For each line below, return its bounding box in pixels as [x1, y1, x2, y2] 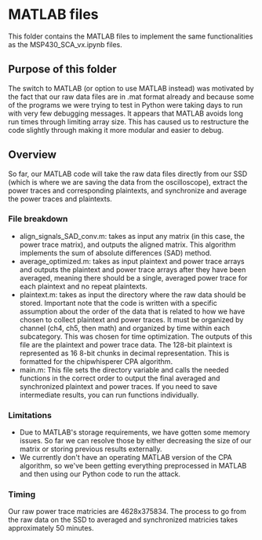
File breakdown [8, 214, 68, 225]
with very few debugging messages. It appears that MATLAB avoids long [8, 108, 243, 118]
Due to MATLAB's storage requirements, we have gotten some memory [19, 428, 250, 437]
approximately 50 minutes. [8, 523, 94, 533]
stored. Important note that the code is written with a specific [19, 298, 217, 307]
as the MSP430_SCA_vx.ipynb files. [8, 39, 123, 49]
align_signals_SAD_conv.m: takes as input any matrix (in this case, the [19, 231, 246, 241]
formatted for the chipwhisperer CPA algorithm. [19, 356, 173, 366]
